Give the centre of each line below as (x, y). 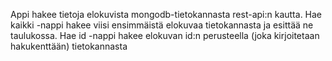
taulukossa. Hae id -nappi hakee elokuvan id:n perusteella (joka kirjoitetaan (165, 35)
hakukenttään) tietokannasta (69, 46)
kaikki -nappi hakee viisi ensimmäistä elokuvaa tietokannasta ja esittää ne (162, 25)
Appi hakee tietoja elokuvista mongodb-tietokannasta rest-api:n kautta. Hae (166, 14)
